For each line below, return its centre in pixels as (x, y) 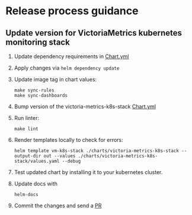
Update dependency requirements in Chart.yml (71, 56)
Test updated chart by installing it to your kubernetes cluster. (88, 172)
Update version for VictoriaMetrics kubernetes (94, 33)
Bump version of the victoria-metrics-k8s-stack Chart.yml (85, 106)
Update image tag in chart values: (55, 79)
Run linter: (27, 118)
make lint (26, 129)
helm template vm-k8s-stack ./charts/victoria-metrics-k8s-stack (96, 151)
